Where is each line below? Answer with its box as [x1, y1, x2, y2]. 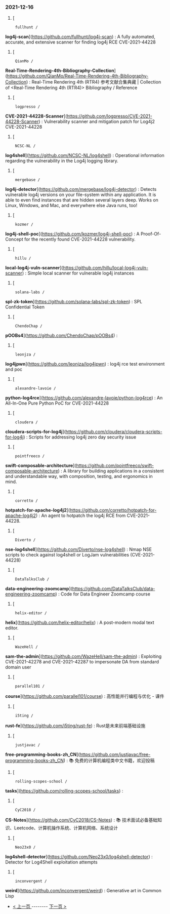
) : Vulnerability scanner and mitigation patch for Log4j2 [38, 118, 155, 125]
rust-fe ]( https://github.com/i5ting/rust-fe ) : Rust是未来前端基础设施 [5, 723, 146, 729]
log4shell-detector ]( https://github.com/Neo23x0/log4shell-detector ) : [5, 854, 153, 860]
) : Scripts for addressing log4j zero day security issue [23, 434, 137, 440]
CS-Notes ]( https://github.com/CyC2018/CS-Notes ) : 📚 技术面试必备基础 [5, 817, 158, 823]
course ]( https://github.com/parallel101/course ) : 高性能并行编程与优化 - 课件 [5, 693, 164, 699]
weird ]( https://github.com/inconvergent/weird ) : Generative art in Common [5, 888, 162, 894]
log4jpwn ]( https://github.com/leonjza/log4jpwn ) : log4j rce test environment [5, 361, 165, 367]
